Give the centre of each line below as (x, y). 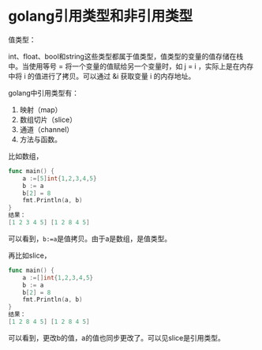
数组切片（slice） (48, 119)
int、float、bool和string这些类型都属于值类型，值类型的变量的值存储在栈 (126, 56)
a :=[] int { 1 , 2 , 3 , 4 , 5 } (58, 277)
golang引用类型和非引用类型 (101, 16)
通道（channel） (47, 129)
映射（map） (41, 109)
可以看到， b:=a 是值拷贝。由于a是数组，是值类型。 (90, 239)
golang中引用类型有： (44, 92)
